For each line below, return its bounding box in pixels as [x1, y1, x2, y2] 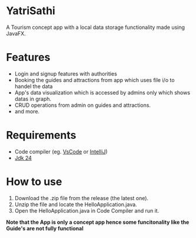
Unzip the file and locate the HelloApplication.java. [14, 201, 137, 208]
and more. [14, 107, 40, 115]
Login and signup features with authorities [14, 70, 118, 77]
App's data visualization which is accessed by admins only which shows [14, 89, 190, 96]
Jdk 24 [14, 154, 32, 161]
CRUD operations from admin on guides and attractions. [14, 102, 151, 109]
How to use [6, 175, 62, 188]
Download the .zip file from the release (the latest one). [14, 194, 149, 201]
